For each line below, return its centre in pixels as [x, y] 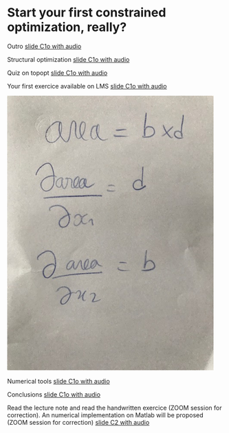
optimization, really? [67, 27]
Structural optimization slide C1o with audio [68, 59]
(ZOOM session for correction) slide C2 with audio [78, 422]
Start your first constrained [87, 13]
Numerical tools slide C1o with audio [58, 381]
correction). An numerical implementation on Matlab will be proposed [106, 415]
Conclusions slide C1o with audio [54, 394]
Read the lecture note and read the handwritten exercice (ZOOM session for [115, 408]
